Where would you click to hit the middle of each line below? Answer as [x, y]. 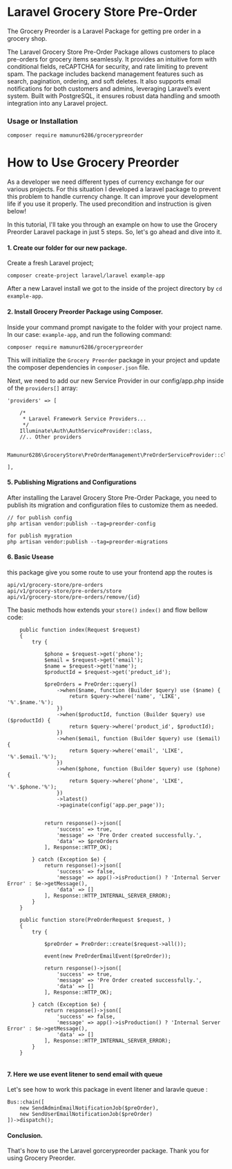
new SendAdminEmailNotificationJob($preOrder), [89, 1108]
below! [17, 211]
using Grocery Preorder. [41, 1158]
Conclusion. [25, 1135]
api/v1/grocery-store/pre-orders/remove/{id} [74, 597]
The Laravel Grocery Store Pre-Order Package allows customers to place [111, 52]
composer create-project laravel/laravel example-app [86, 276]
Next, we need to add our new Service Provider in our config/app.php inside [116, 380]
